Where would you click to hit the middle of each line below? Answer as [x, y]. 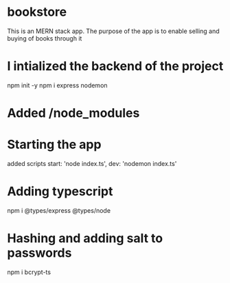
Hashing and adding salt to [85, 239]
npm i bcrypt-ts [29, 272]
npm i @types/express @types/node [59, 210]
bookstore [37, 12]
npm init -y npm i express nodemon [57, 85]
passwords [39, 253]
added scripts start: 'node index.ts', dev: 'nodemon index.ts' [92, 164]
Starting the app [54, 145]
